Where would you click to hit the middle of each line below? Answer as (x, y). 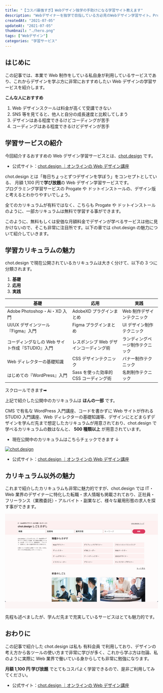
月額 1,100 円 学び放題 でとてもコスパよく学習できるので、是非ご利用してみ (80, 669)
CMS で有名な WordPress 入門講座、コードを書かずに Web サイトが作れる (79, 410)
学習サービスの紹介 (34, 143)
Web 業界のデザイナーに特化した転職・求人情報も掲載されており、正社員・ (80, 495)
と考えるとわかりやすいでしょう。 (39, 195)
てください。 (18, 675)
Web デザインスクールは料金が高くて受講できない (62, 108)
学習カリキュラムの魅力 (40, 250)
